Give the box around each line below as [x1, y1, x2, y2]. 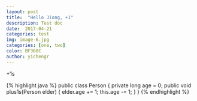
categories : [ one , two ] [6, 43, 66, 49]
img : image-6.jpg [6, 37, 50, 43]
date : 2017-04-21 [6, 25, 52, 32]
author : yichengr [6, 54, 50, 60]
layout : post [6, 8, 39, 15]
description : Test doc [6, 20, 63, 26]
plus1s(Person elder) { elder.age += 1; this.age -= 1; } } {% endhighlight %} [6, 88, 190, 95]
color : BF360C [6, 48, 42, 54]
